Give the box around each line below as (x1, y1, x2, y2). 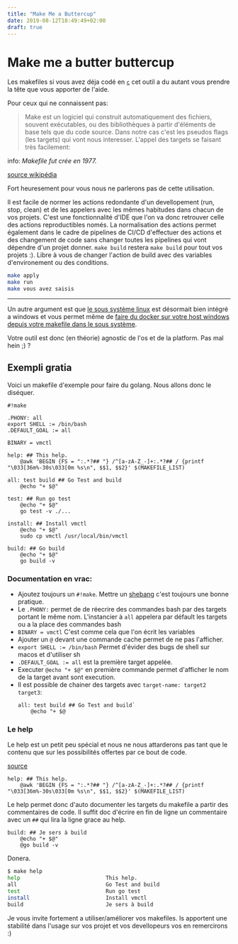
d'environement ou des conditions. (7, 259, 109, 267)
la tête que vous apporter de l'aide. (7, 85, 110, 94)
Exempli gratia (7, 362, 72, 374)
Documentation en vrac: (7, 573, 93, 583)
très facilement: (24, 143, 71, 151)
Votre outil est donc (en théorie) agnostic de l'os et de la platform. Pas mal (7, 333, 225, 342)
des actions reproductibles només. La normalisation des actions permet (7, 221, 217, 229)
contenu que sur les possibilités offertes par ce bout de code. (7, 748, 188, 756)
